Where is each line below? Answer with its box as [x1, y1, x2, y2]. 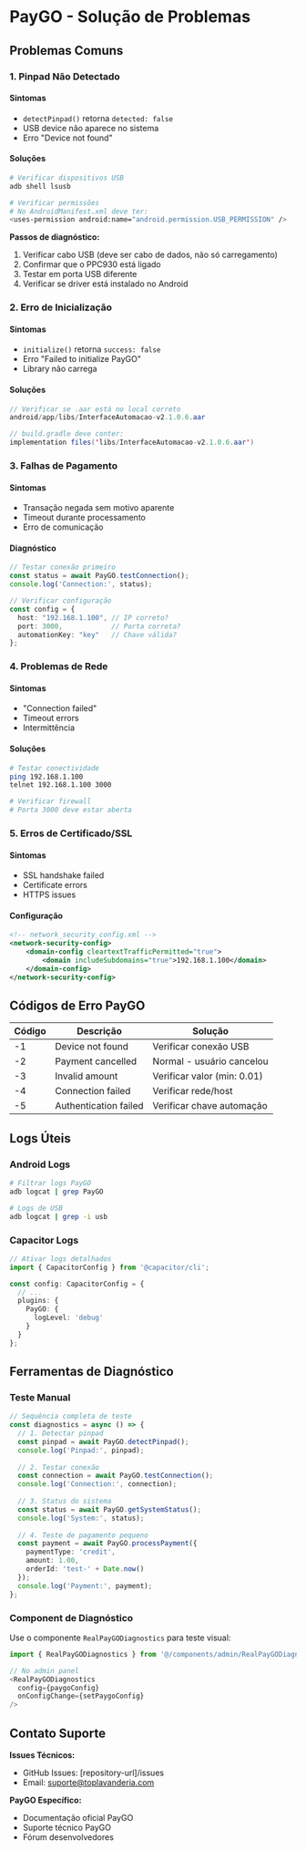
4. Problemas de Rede [9, 660, 108, 673]
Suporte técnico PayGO [22, 1822, 112, 1833]
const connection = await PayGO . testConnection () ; [17, 1471, 214, 1481]
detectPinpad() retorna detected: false [22, 112, 173, 124]
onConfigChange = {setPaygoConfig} [17, 1691, 145, 1701]
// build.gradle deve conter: [9, 429, 125, 439]
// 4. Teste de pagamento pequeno [17, 1530, 148, 1540]
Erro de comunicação [22, 522, 104, 532]
